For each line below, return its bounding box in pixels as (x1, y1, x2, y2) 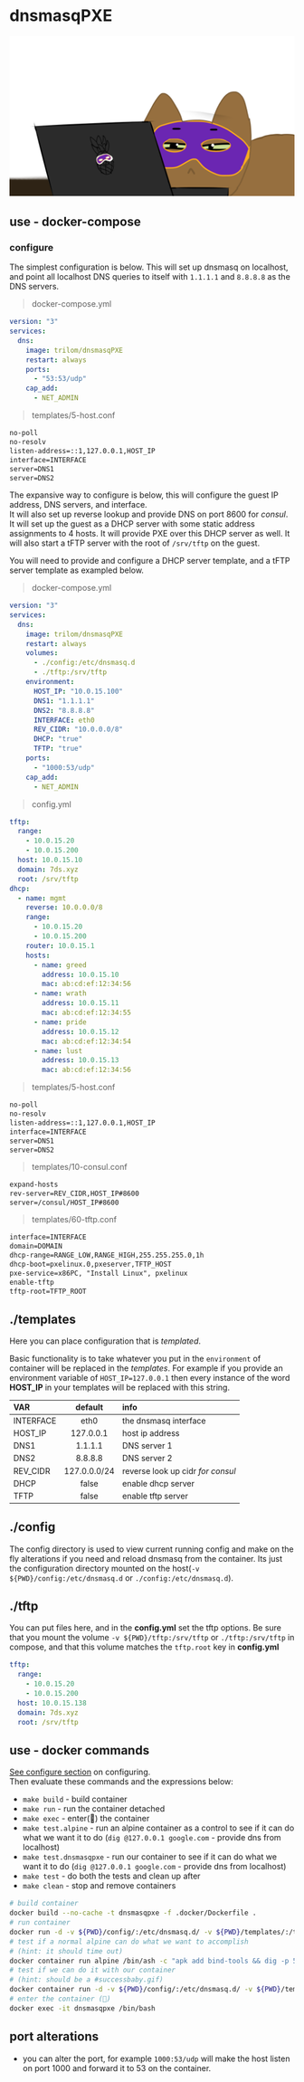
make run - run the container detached (22, 1803, 166, 1814)
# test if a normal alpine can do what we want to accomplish (9, 1937, 249, 1946)
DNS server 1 (121, 1440, 173, 1451)
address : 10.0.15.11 (42, 999, 119, 1008)
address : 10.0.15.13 (42, 1056, 119, 1065)
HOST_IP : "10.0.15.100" (33, 687, 124, 696)
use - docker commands (9, 1743, 150, 1758)
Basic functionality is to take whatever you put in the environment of (9, 1353, 261, 1364)
